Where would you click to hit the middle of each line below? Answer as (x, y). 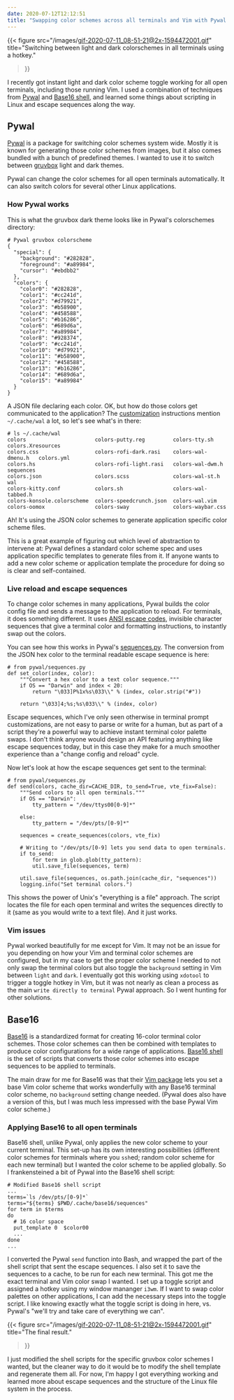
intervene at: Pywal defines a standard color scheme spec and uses (105, 548)
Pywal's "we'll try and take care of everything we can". (86, 1311)
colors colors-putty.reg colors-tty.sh (111, 440)
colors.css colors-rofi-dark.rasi (84, 452)
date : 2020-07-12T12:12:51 (46, 14)
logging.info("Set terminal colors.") (76, 884)
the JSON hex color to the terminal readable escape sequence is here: (108, 654)
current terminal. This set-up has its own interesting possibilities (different (114, 1150)
